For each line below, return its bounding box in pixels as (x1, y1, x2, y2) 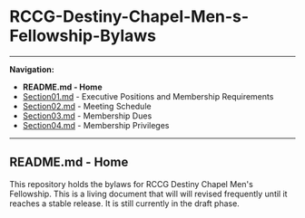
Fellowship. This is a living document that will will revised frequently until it (9, 188, 288, 199)
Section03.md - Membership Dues (22, 110, 152, 121)
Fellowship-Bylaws (9, 25, 157, 46)
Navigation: (9, 63, 54, 74)
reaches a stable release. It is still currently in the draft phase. (9, 197, 241, 209)
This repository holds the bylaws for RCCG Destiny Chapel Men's (9, 178, 254, 189)
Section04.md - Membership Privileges (22, 119, 170, 130)
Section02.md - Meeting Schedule (22, 100, 152, 111)
